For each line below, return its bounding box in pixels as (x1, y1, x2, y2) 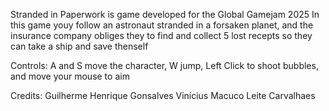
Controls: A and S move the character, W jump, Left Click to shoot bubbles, (10, 60, 319, 71)
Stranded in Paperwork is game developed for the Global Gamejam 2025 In (10, 9, 320, 20)
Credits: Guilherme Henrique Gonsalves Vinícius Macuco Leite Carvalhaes (10, 90, 316, 101)
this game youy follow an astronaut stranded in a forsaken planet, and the (10, 19, 314, 31)
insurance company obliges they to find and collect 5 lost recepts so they (10, 30, 313, 41)
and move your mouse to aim (10, 70, 130, 82)
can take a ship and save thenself (10, 40, 149, 52)
